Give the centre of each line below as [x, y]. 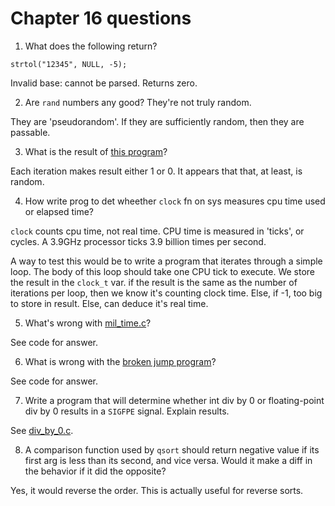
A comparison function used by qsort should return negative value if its [172, 449]
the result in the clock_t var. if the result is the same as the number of [154, 282]
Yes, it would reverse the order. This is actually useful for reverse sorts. [157, 490]
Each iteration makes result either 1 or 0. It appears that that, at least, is [156, 171]
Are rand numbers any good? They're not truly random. [138, 102]
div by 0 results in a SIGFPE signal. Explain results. [127, 411]
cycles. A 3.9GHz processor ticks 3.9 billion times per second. [138, 241]
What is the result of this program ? [96, 151]
